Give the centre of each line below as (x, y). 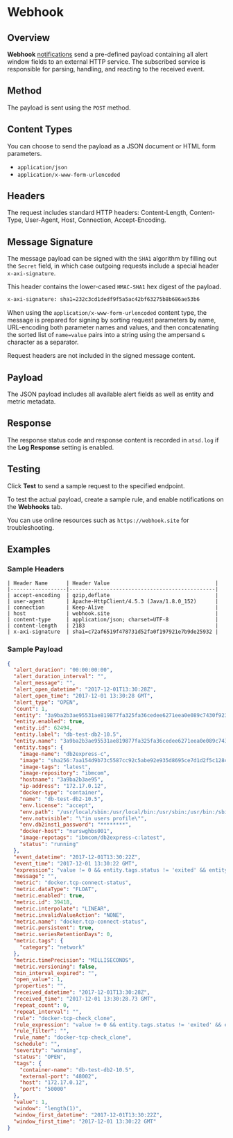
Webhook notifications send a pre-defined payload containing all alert (107, 54)
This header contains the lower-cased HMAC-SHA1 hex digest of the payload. (114, 287)
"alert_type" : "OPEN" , (46, 702)
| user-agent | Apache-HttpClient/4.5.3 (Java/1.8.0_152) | (113, 602)
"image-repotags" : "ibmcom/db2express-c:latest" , (93, 838)
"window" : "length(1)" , (48, 1108)
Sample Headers (36, 569)
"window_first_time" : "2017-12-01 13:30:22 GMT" (85, 1121)
